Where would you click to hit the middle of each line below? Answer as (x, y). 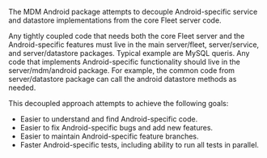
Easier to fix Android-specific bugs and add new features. (116, 128)
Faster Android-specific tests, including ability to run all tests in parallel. (139, 145)
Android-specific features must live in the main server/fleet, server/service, (134, 45)
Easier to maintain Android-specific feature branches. (110, 136)
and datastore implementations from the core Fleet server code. (115, 20)
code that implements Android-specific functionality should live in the (124, 62)
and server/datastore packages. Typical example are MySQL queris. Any (129, 53)
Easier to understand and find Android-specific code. (109, 119)
